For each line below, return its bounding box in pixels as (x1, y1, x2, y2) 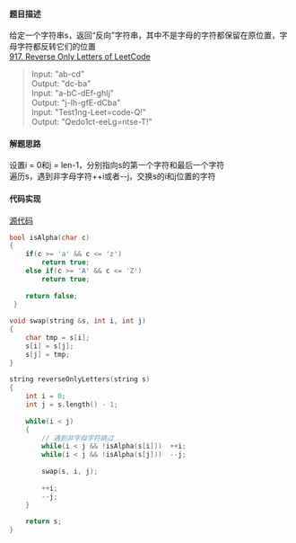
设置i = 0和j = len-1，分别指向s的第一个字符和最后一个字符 (9, 160, 225, 171)
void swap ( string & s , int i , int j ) (9, 316, 146, 325)
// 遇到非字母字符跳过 (41, 433, 114, 442)
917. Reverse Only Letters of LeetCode (9, 51, 151, 62)
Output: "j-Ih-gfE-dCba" (30, 97, 121, 108)
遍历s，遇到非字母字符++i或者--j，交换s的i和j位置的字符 (9, 171, 216, 182)
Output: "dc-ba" (30, 78, 91, 89)
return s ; (25, 517, 63, 526)
